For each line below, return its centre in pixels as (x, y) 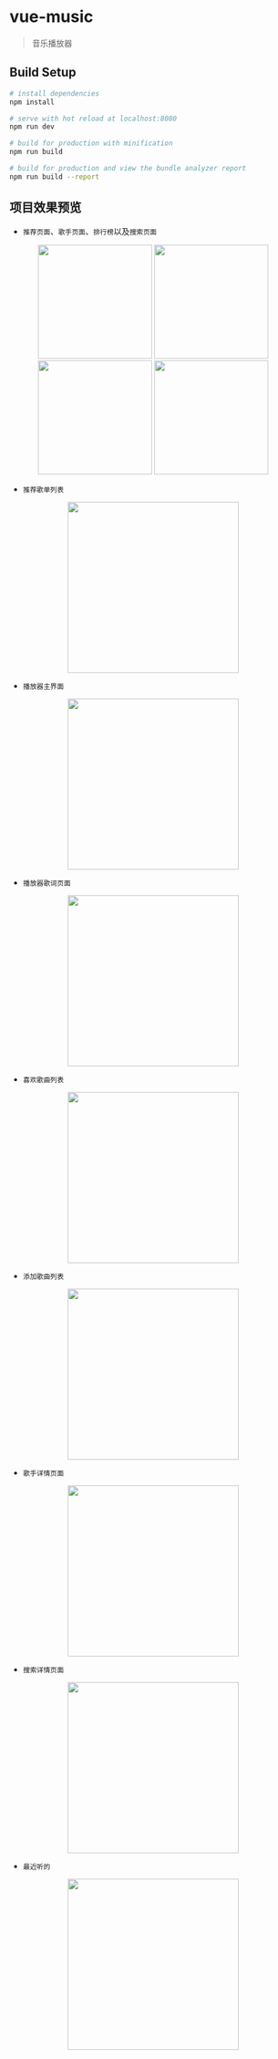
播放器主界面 (43, 686)
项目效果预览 (46, 208)
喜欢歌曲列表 (43, 1080)
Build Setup (43, 73)
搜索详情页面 (43, 1670)
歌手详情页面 (43, 1473)
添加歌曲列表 (43, 1276)
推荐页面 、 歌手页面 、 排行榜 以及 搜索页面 (90, 231)
